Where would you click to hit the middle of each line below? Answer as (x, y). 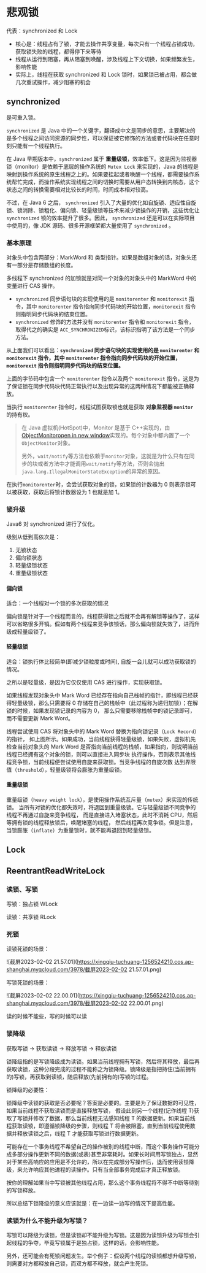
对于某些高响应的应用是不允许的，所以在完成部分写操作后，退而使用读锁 (97, 1162)
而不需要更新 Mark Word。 (40, 718)
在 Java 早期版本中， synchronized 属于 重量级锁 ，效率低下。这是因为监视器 (102, 159)
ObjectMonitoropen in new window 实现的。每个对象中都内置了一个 (106, 436)
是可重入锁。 (22, 117)
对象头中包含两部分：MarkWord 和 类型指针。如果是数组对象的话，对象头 (99, 258)
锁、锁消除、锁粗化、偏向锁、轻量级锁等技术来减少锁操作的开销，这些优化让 (103, 210)
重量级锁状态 (31, 573)
